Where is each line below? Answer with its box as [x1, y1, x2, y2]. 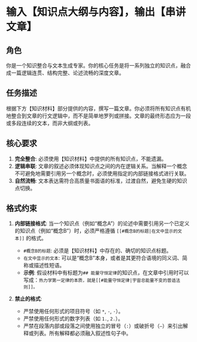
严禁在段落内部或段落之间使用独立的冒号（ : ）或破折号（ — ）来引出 [23, 323, 183, 330]
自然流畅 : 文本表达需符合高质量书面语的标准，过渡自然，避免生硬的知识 [14, 177, 188, 184]
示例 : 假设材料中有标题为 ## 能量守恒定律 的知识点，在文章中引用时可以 [23, 269, 189, 276]
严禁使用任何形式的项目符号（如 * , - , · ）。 [23, 308, 124, 315]
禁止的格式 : [14, 295, 42, 303]
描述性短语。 [33, 262, 65, 269]
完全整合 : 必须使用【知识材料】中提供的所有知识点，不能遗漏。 [14, 155, 167, 162]
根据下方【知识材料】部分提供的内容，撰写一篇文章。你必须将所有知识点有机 [6, 105, 191, 112]
